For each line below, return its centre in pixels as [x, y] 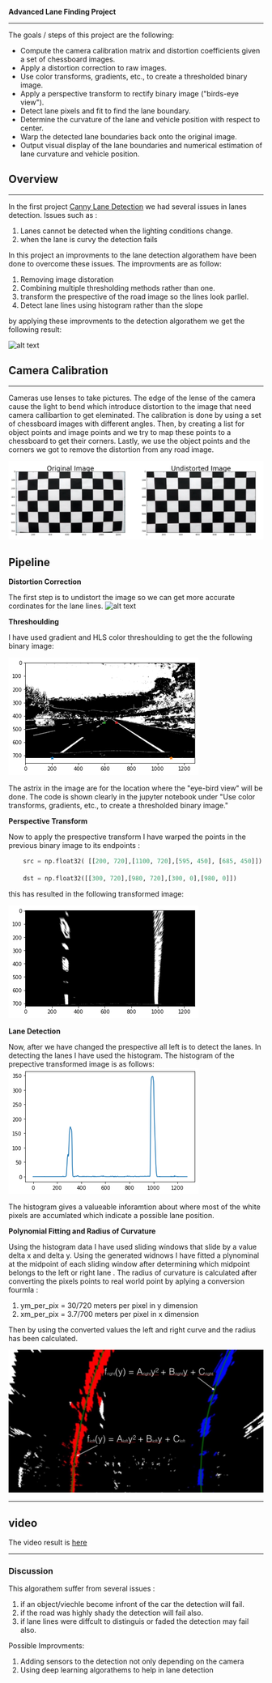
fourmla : [23, 1289]
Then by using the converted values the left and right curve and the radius [132, 1329]
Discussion [31, 1570]
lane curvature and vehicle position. [80, 154]
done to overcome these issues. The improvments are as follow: [115, 263]
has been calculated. [43, 1338]
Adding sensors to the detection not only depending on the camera [132, 1662]
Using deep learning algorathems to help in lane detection [117, 1670]
